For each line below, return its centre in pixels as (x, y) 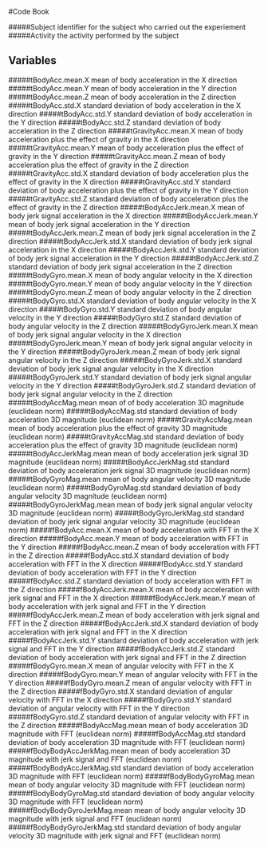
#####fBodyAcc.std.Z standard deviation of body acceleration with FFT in (130, 581)
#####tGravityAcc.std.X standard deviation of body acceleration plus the (129, 173)
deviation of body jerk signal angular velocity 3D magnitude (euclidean (124, 521)
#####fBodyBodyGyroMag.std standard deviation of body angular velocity (132, 793)
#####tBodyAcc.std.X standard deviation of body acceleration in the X (125, 105)
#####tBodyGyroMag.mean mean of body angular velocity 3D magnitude (130, 479)
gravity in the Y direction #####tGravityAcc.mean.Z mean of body (117, 156)
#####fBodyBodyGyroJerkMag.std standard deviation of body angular (125, 827)
